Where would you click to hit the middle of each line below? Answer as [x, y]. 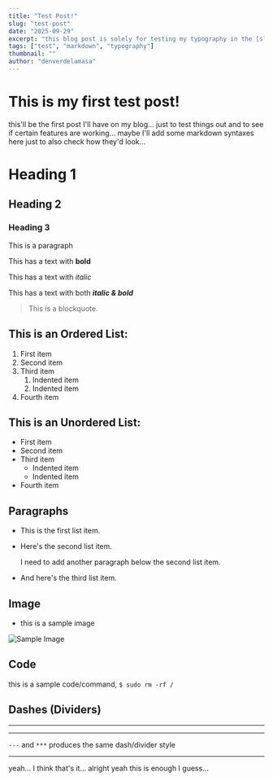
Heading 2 [35, 204]
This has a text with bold [50, 261]
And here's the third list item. [68, 578]
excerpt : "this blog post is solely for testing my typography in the [130, 39]
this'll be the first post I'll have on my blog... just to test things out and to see [136, 124]
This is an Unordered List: [75, 422]
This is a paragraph [41, 245]
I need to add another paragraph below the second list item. [120, 562]
